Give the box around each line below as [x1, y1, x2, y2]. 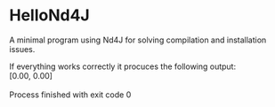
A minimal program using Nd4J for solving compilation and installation [9, 34, 267, 45]
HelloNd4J [9, 5, 91, 26]
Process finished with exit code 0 [9, 89, 132, 100]
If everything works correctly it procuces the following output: [9, 61, 237, 72]
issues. [9, 43, 36, 54]
